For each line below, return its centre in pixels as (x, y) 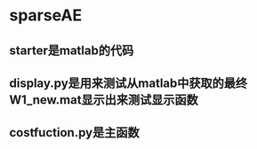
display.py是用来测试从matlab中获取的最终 (128, 83)
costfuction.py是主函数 (74, 133)
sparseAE (46, 16)
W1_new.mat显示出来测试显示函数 (104, 100)
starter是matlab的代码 (72, 50)
